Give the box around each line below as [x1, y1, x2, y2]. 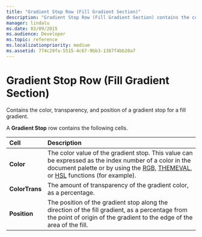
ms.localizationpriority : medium [6, 43, 90, 49]
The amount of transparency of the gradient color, [47, 181, 189, 189]
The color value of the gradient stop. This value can [47, 148, 193, 157]
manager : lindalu [6, 20, 50, 26]
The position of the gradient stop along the [47, 198, 168, 206]
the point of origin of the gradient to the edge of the [47, 213, 193, 221]
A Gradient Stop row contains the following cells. [6, 124, 128, 131]
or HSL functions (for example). [47, 171, 136, 179]
